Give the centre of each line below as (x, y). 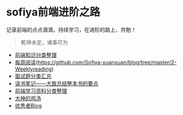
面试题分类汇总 (33, 76)
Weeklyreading (33, 69)
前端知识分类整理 (36, 55)
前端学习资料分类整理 (41, 91)
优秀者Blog (28, 106)
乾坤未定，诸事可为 (44, 42)
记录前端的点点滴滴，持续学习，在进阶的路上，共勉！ (71, 30)
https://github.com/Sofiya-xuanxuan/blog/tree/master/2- (107, 62)
